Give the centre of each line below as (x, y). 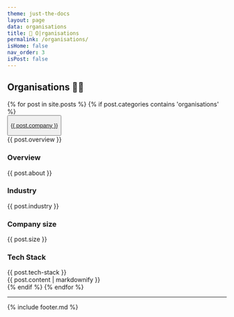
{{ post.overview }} (34, 139)
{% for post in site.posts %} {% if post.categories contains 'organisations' (113, 104)
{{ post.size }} (27, 239)
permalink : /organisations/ (48, 40)
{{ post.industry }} (33, 206)
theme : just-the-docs (39, 14)
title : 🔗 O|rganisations (43, 33)
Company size (32, 224)
